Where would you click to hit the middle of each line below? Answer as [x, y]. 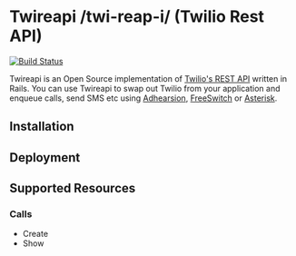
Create [35, 234]
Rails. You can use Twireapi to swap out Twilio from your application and [145, 88]
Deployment [45, 158]
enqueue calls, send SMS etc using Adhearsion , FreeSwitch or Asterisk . [143, 98]
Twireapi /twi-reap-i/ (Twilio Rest [137, 17]
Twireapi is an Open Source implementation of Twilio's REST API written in [148, 78]
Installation [42, 127]
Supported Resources [73, 188]
